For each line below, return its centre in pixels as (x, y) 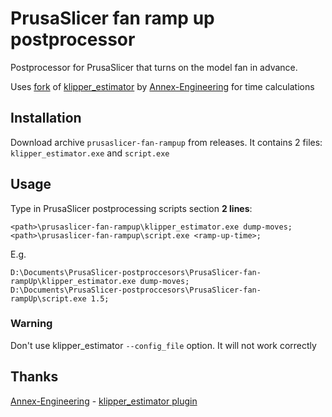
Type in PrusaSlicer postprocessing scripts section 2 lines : (131, 208)
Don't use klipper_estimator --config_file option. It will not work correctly (163, 345)
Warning (31, 324)
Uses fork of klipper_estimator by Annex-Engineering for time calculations (162, 86)
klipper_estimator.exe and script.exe (90, 153)
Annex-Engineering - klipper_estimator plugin (104, 401)
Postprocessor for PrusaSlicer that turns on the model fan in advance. (154, 67)
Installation (46, 118)
